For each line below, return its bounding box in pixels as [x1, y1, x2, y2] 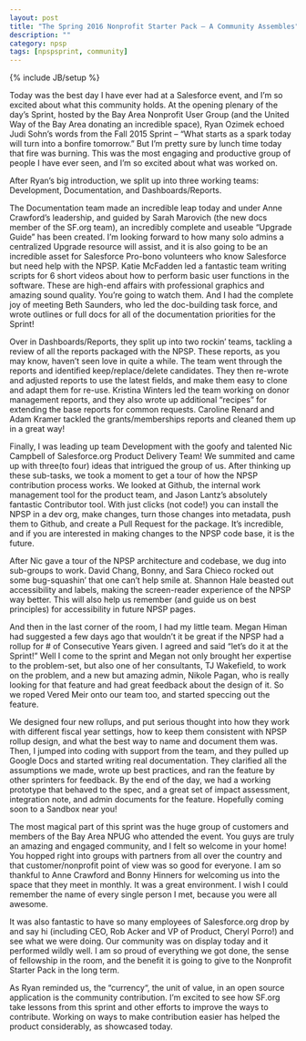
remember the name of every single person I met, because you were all [9, 889, 278, 900]
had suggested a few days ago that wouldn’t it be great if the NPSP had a [9, 631, 284, 642]
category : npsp [9, 38, 67, 48]
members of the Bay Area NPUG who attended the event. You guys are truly [9, 831, 294, 842]
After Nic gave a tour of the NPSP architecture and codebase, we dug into [9, 556, 287, 566]
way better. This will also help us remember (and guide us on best [9, 594, 257, 606]
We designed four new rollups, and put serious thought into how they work [9, 717, 290, 728]
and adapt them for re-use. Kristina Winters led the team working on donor [9, 384, 290, 396]
